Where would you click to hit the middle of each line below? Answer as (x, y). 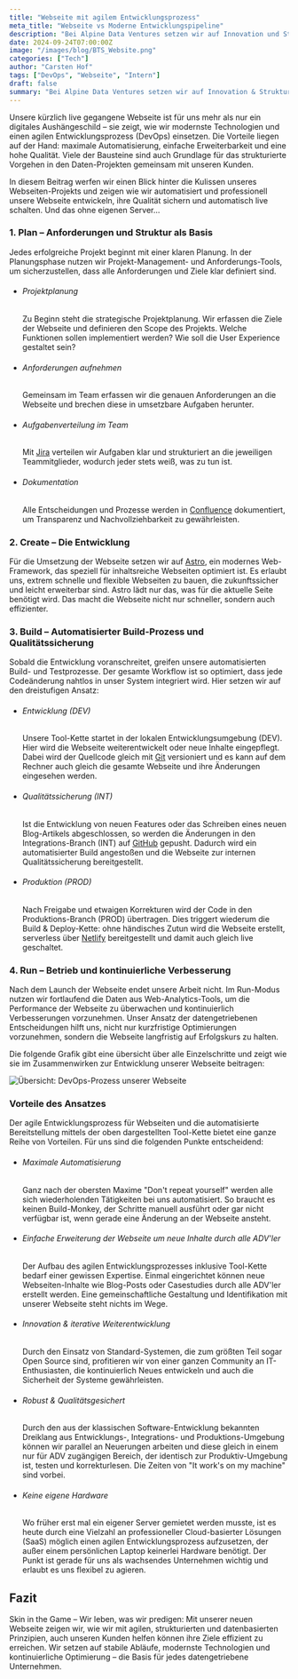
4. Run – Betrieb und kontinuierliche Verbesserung (120, 970)
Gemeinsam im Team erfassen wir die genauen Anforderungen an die (149, 395)
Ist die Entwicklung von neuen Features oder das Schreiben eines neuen (154, 824)
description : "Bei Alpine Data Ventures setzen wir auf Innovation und (144, 34)
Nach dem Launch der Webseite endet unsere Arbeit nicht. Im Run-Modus (145, 990)
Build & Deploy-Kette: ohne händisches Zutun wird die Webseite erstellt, (153, 928)
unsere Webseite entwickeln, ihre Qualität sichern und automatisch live (139, 200)
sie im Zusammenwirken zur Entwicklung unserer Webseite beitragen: (137, 1063)
